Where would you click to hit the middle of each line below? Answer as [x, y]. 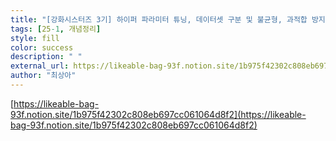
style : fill [35, 38]
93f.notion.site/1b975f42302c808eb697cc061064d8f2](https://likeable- [158, 114]
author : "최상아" [43, 76]
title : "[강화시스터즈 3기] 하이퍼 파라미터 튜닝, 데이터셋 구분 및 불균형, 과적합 [159, 19]
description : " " [46, 57]
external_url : [40, 66]
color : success [42, 47]
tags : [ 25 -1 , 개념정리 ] [56, 29]
